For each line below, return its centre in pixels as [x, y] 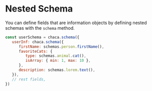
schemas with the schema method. [40, 28]
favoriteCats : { [35, 51]
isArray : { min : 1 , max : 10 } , [58, 61]
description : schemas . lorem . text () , [57, 70]
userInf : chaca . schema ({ [38, 42]
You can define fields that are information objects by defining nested [76, 23]
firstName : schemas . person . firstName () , [61, 47]
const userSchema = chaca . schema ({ [42, 37]
